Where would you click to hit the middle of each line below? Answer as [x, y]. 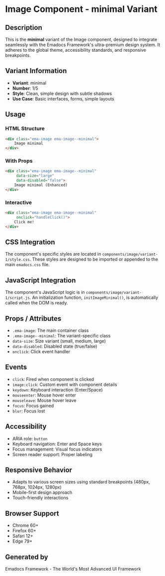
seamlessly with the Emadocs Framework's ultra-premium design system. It [83, 45]
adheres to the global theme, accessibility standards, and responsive [76, 50]
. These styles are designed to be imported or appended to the [94, 259]
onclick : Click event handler [41, 352]
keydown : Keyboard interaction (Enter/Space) [57, 389]
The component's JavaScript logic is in [45, 292]
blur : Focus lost [29, 411]
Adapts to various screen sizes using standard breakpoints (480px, [81, 482]
